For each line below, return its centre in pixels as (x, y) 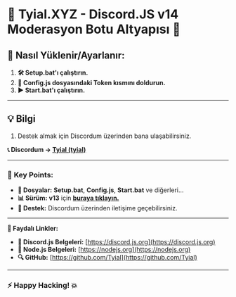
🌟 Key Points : (31, 175)
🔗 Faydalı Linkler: (33, 229)
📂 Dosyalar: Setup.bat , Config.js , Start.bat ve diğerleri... (100, 190)
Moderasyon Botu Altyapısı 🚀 (94, 29)
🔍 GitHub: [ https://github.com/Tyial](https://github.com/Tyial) (107, 258)
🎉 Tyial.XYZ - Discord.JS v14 (93, 14)
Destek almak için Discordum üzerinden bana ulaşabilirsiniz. (104, 136)
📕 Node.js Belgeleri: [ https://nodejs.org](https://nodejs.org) (104, 250)
